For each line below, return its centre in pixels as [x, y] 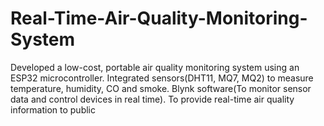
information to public [53, 109]
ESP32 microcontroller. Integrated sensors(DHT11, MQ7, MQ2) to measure [162, 78]
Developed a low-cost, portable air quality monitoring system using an [155, 67]
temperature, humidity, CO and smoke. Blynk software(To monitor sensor [161, 88]
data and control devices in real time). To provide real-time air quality [152, 99]
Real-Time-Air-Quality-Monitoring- [159, 18]
